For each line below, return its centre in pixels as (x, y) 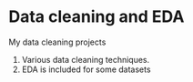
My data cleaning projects (57, 42)
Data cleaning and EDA (96, 17)
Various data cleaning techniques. (86, 59)
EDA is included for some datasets (86, 69)
